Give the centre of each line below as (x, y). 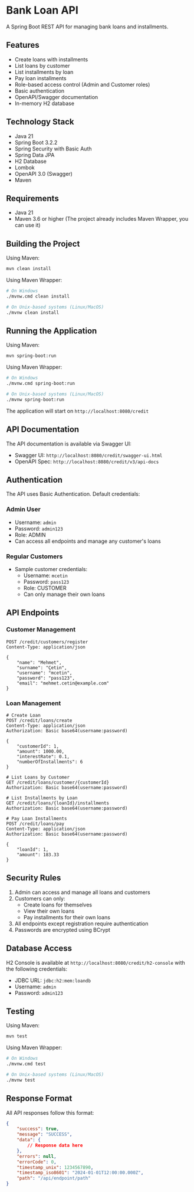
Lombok (25, 167)
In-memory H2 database (45, 103)
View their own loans (49, 911)
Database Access (39, 949)
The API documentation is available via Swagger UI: (69, 444)
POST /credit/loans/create (39, 721)
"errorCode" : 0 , (37, 1162)
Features (23, 45)
